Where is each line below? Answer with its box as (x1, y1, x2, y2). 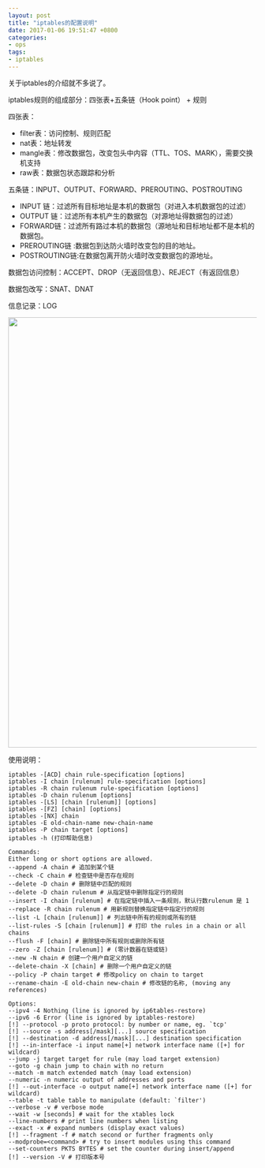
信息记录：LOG (8, 300, 58, 310)
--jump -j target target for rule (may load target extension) (8, 1054, 221, 1063)
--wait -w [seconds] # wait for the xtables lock (8, 1110, 175, 1118)
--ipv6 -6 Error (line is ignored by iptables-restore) (8, 1013, 196, 1021)
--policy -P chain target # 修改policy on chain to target (8, 971, 204, 979)
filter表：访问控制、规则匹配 (19, 128, 111, 138)
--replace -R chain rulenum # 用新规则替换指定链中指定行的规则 (8, 905, 205, 913)
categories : (8, 33, 47, 42)
